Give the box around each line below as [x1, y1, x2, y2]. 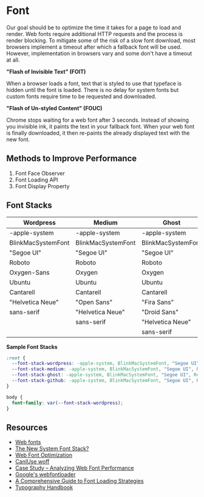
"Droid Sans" [141, 308, 179, 316]
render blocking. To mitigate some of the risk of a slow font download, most [6, 37, 195, 44]
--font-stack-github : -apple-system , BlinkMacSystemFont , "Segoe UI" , [12, 378, 194, 384]
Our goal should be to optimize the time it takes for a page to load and [6, 24, 182, 31]
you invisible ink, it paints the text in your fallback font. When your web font [6, 122, 195, 130]
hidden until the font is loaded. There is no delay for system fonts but [6, 86, 179, 93]
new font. [6, 135, 30, 143]
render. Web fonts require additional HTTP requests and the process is [6, 30, 183, 37]
